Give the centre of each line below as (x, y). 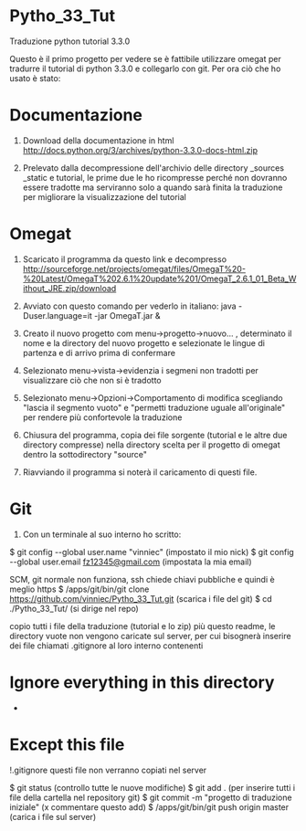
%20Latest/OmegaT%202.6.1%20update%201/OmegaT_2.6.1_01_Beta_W (159, 279)
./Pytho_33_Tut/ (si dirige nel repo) (74, 608)
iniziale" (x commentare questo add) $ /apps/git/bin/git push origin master (149, 807)
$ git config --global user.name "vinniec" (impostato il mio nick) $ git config (152, 552)
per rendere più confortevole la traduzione (102, 417)
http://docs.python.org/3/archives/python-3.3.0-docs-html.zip (140, 150)
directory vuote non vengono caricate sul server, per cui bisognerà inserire (150, 636)
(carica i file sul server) (53, 816)
